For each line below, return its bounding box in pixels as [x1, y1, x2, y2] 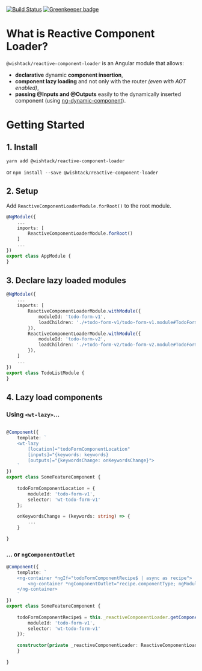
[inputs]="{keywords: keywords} [28, 451, 109, 458]
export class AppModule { [6, 253, 71, 259]
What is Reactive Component [6, 27, 155, 40]
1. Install [6, 142, 38, 152]
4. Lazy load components [6, 392, 103, 402]
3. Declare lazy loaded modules [6, 275, 126, 286]
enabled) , [14, 84, 39, 91]
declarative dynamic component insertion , [14, 71, 123, 78]
